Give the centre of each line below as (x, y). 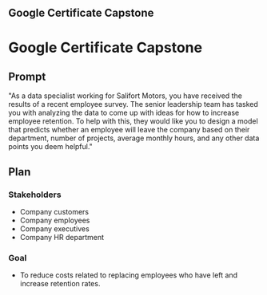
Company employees (55, 220)
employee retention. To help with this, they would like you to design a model (133, 121)
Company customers (54, 212)
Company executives (54, 229)
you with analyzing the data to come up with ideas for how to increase (124, 113)
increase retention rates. (60, 284)
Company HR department (62, 238)
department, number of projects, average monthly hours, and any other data (134, 138)
